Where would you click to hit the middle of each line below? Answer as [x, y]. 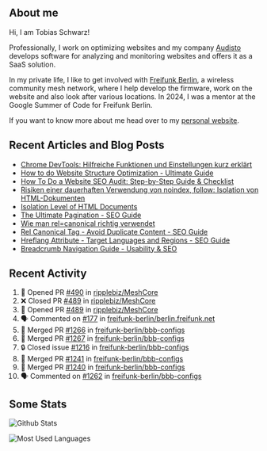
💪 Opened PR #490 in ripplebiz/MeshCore [89, 292]
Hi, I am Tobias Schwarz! [50, 32]
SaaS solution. [32, 64]
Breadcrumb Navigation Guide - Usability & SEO [99, 248]
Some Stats [38, 404]
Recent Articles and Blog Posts [87, 145]
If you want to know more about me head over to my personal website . [124, 120]
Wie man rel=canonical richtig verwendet [88, 223]
